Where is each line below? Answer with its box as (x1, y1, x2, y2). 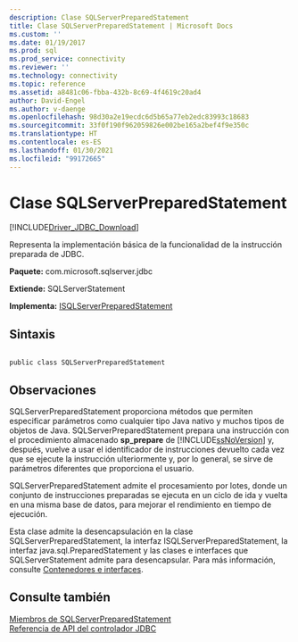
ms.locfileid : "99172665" (9, 154, 105, 163)
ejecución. (9, 509, 48, 520)
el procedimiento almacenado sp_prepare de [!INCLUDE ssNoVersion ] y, (9, 435, 275, 446)
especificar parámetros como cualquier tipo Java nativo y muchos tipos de (9, 416, 285, 427)
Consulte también (9, 590, 111, 605)
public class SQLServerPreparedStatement (9, 358, 166, 367)
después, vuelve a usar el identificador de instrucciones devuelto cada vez (9, 444, 286, 455)
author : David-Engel (9, 96, 87, 105)
